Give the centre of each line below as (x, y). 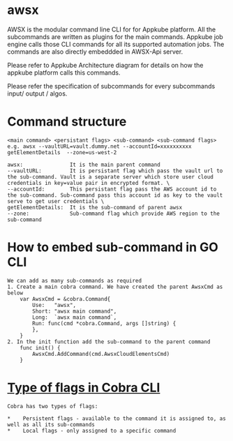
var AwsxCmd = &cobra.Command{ (65, 299)
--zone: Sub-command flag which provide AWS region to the (113, 214)
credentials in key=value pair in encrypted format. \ (89, 183)
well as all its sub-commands (51, 424)
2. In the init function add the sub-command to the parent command (109, 342)
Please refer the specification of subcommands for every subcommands (111, 86)
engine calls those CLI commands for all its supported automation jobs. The (116, 44)
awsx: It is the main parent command (84, 165)
